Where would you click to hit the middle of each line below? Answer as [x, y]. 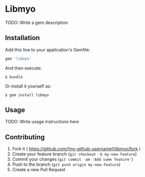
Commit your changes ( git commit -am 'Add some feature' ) [72, 159]
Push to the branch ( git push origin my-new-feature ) [66, 164]
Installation [22, 38]
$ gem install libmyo [27, 95]
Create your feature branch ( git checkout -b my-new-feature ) [74, 154]
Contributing [25, 137]
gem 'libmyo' [18, 59]
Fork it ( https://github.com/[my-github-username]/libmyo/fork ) [76, 149]
